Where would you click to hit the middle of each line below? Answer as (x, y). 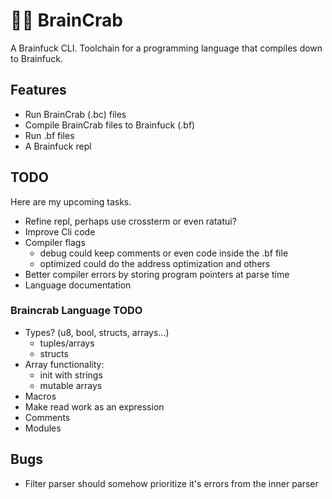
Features (38, 90)
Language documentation (78, 285)
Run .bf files (49, 135)
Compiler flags (55, 242)
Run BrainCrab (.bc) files (75, 114)
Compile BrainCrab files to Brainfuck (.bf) (110, 125)
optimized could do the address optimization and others (155, 263)
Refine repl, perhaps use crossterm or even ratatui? (130, 221)
